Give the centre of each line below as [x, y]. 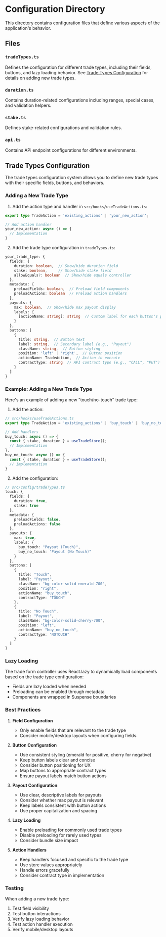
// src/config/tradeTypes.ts [35, 487]
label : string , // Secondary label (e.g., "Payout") [75, 344]
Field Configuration [33, 720]
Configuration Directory [55, 9]
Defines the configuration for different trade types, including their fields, [79, 67]
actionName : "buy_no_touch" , [48, 630]
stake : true [26, 506]
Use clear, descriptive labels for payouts [61, 795]
